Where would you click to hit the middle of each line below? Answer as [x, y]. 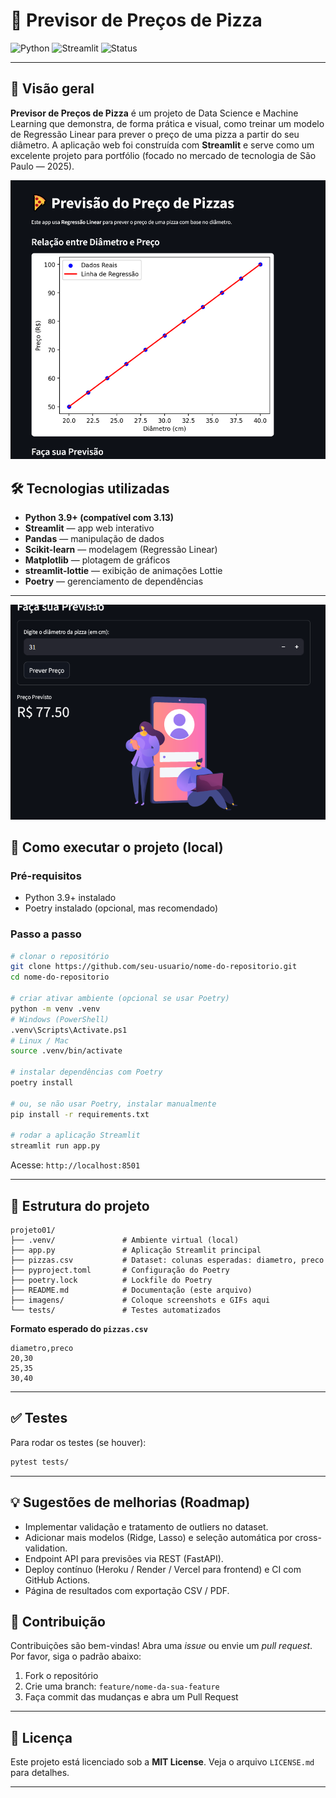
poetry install [42, 1083]
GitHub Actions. [57, 1580]
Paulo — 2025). [42, 166]
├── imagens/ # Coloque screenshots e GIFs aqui [140, 1300]
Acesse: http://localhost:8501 [75, 1165]
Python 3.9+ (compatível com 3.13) [99, 518]
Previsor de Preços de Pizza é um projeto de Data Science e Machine [154, 113]
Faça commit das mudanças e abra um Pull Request [131, 1697]
